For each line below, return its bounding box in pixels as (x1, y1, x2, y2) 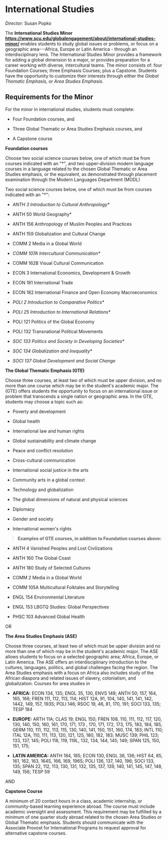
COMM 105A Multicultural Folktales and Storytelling (12, 584, 119, 590)
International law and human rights (12, 428, 84, 434)
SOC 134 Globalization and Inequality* (12, 348, 93, 354)
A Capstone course (12, 135, 53, 142)
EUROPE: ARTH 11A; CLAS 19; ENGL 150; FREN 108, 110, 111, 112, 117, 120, (12, 716, 162, 722)
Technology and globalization (12, 487, 74, 493)
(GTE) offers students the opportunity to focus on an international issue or (5, 388, 158, 394)
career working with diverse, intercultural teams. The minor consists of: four (5, 62, 162, 68)
